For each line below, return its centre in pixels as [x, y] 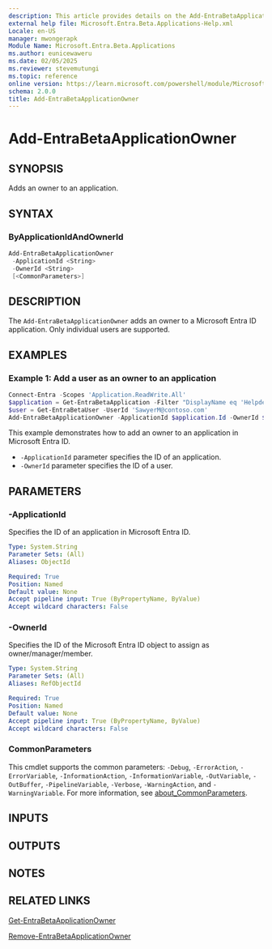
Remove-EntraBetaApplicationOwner [70, 936]
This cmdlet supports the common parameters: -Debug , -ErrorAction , [123, 767]
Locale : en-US [32, 31]
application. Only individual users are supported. [89, 330]
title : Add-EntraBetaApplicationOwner [74, 99]
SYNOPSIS [36, 168]
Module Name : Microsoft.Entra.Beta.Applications [92, 46]
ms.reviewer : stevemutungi [54, 69]
